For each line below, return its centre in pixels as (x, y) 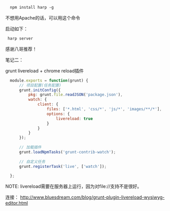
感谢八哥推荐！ (21, 49)
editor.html (17, 203)
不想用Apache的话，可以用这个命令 (43, 17)
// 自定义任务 (32, 162)
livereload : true (74, 119)
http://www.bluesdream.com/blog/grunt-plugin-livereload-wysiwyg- (92, 197)
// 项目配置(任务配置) (40, 85)
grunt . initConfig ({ (40, 90)
